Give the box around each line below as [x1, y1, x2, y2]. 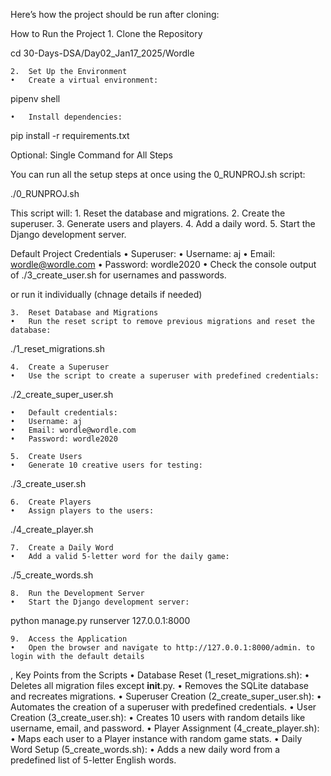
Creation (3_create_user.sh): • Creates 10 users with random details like [10, 712, 306, 723]
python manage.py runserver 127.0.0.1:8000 [10, 615, 191, 626]
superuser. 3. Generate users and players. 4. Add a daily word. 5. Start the [10, 218, 316, 229]
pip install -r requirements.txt [10, 130, 130, 141]
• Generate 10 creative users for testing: [10, 460, 203, 470]
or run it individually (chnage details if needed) [10, 289, 203, 300]
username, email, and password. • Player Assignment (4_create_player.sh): [10, 722, 320, 734]
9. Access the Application [10, 634, 128, 644]
